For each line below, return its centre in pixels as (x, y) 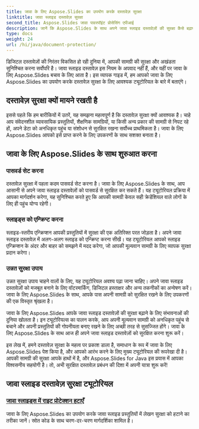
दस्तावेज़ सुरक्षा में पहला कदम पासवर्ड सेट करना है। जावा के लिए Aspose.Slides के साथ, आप (96, 184)
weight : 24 (20, 39)
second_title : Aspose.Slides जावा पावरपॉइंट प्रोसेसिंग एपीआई (70, 23)
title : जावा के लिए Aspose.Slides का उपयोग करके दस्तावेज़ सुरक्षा (74, 12)
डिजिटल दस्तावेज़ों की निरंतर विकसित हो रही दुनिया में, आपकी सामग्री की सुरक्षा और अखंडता (91, 61)
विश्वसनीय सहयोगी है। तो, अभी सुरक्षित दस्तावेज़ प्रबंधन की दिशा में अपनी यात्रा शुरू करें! (87, 365)
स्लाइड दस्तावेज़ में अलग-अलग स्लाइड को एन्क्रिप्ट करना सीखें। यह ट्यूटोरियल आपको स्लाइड (93, 239)
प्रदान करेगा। (18, 252)
